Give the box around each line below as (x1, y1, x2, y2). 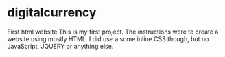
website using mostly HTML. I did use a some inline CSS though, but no (7, 34, 209, 43)
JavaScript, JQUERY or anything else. (7, 42, 114, 50)
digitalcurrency (7, 5, 97, 21)
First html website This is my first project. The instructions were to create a (7, 27, 219, 36)
